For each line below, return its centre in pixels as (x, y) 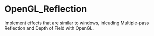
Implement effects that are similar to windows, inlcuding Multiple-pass (77, 23)
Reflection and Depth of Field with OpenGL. (49, 28)
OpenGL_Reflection (46, 9)
